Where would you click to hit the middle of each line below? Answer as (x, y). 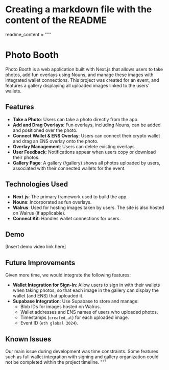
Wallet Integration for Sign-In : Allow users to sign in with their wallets (86, 285)
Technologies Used (37, 184)
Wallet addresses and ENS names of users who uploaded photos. (89, 312)
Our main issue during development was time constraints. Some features (82, 351)
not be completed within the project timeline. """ (56, 362)
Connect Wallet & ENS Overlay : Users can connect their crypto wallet (86, 135)
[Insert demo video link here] (36, 247)
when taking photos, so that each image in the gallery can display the (86, 290)
